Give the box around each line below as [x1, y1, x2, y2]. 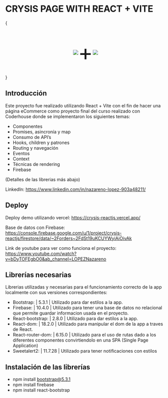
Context [12, 156, 30, 162]
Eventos [12, 150, 30, 156]
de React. [12, 326, 33, 332]
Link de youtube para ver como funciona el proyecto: [5, 245, 117, 251]
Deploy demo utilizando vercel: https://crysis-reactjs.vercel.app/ [5, 214, 141, 220]
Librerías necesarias [5, 270, 72, 279]
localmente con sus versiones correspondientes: [5, 290, 108, 296]
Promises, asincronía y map [12, 128, 71, 135]
